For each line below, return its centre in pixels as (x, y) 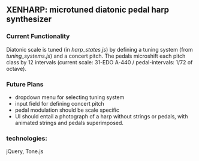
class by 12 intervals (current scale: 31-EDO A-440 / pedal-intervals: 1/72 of (99, 62)
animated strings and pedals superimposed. (69, 123)
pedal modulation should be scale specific (67, 110)
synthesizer (29, 20)
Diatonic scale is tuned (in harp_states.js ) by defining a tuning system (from (99, 49)
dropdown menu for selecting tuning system (70, 97)
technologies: (27, 138)
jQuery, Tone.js (25, 151)
